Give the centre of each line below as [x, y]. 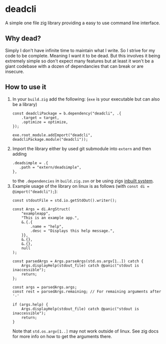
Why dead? [23, 38]
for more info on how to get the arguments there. [62, 336]
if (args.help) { [30, 304]
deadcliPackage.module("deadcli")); [50, 139]
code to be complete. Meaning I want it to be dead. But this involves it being [83, 56]
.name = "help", [47, 227]
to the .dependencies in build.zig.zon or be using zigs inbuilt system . [83, 181]
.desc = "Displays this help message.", [73, 231]
